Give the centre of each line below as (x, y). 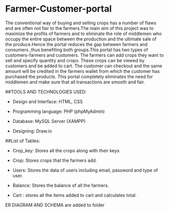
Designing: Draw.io (32, 131)
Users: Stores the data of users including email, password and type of (85, 170)
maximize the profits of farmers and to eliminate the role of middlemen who (83, 33)
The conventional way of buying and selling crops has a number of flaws (81, 23)
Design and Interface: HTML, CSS (48, 101)
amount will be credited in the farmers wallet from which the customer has (82, 71)
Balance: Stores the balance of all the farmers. (61, 185)
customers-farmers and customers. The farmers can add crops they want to (84, 55)
